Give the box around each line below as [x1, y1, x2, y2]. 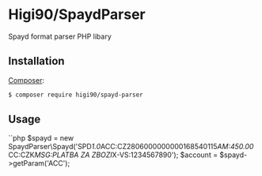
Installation [8, 54, 65, 68]
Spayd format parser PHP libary [8, 32, 112, 41]
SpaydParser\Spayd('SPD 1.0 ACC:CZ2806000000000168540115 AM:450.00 [8, 142, 254, 152]
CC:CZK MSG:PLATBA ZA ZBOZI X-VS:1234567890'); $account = [8, 150, 218, 159]
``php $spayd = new [8, 133, 74, 143]
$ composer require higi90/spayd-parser [8, 91, 144, 99]
